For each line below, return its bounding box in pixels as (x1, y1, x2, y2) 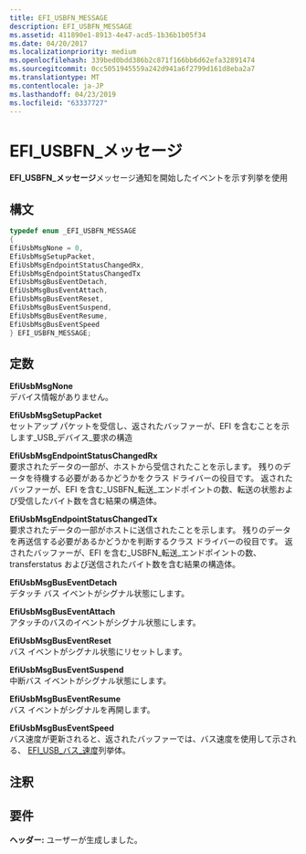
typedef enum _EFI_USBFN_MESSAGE (9, 227, 137, 236)
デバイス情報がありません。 (9, 392, 114, 403)
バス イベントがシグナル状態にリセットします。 (9, 646, 187, 658)
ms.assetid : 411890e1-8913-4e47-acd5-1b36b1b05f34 (9, 30, 206, 39)
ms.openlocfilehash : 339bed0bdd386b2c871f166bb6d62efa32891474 (9, 56, 256, 65)
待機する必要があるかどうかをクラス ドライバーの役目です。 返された (33, 472, 293, 484)
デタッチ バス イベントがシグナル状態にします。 (9, 588, 190, 599)
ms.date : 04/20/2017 (9, 38, 89, 48)
